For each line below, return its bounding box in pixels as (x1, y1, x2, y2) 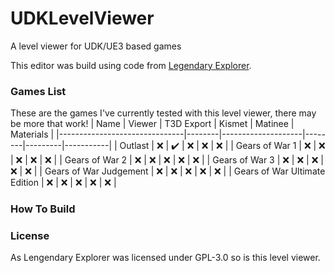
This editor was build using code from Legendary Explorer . (10, 59, 252, 71)
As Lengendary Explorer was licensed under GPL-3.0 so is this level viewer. (10, 252, 321, 264)
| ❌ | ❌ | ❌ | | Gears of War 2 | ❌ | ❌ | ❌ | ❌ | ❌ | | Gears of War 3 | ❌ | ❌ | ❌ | (10, 154, 324, 166)
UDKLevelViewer (10, 7, 155, 30)
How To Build (10, 202, 76, 216)
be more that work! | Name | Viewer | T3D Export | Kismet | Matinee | (10, 118, 295, 130)
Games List (10, 84, 67, 98)
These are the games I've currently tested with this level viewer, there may (10, 107, 317, 119)
